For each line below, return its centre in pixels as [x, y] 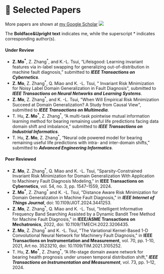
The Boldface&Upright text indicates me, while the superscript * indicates [80, 33]
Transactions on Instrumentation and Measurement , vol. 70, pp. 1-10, [83, 241]
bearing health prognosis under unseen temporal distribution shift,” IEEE [85, 257]
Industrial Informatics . [35, 131]
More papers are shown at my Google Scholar [51, 24]
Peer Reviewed [21, 159]
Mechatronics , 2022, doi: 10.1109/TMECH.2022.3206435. [70, 224]
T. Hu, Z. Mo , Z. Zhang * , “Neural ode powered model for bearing [77, 137]
